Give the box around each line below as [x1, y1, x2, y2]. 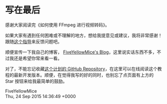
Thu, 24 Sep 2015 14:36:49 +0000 [5, 93, 76, 99]
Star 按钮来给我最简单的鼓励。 [5, 78, 67, 84]
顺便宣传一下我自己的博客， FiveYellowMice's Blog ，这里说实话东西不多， [5, 49, 157, 55]
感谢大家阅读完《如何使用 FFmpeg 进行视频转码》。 [5, 22, 110, 28]
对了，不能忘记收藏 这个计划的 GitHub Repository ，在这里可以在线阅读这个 [5, 65, 158, 72]
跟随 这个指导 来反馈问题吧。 [5, 38, 62, 45]
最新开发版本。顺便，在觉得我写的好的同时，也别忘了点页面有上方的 [13, 72, 154, 78]
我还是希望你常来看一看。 [9, 55, 62, 61]
